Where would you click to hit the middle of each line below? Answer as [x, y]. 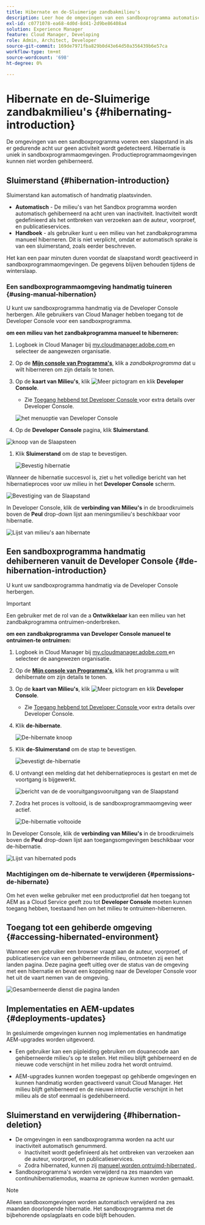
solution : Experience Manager [45, 29]
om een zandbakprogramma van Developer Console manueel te [89, 634]
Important [19, 604]
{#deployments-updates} [56, 1018]
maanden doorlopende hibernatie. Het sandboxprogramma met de [90, 1208]
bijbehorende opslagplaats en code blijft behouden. [71, 1215]
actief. [23, 810]
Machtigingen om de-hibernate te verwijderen [76, 874]
